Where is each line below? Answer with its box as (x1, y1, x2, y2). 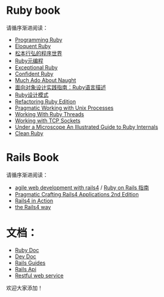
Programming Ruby (14, 36, 63, 43)
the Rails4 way (14, 203, 51, 210)
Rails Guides (14, 259, 46, 266)
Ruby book (6, 4, 61, 17)
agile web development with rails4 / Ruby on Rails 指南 (14, 184, 149, 191)
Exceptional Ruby (14, 63, 58, 71)
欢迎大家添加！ (6, 284, 43, 291)
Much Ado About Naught (14, 76, 76, 84)
